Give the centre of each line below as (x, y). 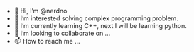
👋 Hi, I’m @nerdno (41, 11)
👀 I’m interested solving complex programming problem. (96, 18)
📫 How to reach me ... (47, 41)
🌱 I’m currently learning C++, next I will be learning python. (100, 26)
